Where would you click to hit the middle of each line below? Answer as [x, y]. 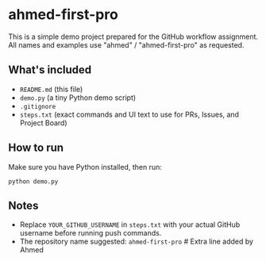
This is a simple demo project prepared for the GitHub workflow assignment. [133, 36]
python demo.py [33, 181]
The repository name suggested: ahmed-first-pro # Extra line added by [137, 242]
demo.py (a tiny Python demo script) [78, 98]
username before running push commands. [91, 233]
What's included [50, 70]
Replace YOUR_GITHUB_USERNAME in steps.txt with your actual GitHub [130, 225]
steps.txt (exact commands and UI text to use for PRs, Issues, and [129, 114]
